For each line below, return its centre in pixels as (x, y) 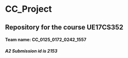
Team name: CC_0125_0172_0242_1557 (46, 40)
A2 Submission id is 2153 (31, 51)
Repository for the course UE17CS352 (64, 27)
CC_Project (29, 9)
